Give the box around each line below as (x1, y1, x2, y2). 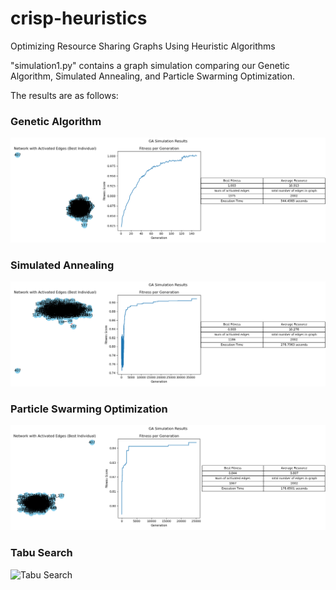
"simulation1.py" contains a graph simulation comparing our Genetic (10, 59, 290, 71)
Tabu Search (10, 546, 73, 560)
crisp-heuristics (10, 7, 148, 30)
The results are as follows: (10, 89, 119, 101)
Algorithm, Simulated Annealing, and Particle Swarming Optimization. (10, 70, 295, 82)
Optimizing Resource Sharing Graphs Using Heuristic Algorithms (10, 40, 276, 52)
